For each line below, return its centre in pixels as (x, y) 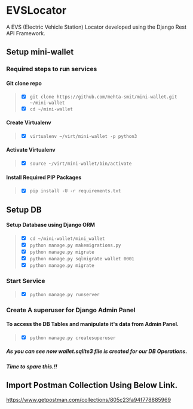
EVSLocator (36, 10)
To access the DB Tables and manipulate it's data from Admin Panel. (93, 324)
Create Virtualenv (29, 122)
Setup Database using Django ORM (51, 225)
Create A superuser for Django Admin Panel (71, 310)
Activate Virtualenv (31, 150)
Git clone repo (24, 83)
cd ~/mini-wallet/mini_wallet (68, 239)
